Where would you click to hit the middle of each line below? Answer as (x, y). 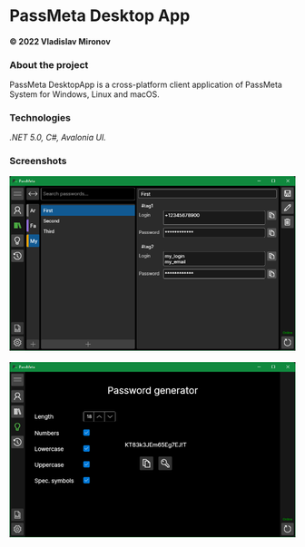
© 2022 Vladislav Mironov (60, 41)
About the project (49, 64)
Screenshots (38, 161)
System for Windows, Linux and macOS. (85, 94)
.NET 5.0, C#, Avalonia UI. (58, 138)
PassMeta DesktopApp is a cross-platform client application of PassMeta (146, 85)
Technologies (40, 117)
